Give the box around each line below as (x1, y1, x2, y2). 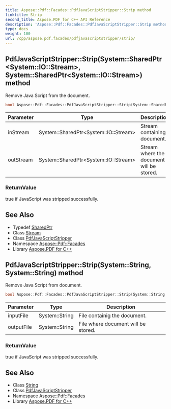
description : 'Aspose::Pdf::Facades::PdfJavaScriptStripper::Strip (5, 21, 152, 27)
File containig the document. (78, 312, 147, 319)
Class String (12, 382, 39, 388)
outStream (8, 156, 33, 163)
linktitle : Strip (5, 12, 42, 17)
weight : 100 (5, 31, 31, 36)
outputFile (8, 324, 32, 331)
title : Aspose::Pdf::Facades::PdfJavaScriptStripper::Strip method (5, 7, 152, 13)
